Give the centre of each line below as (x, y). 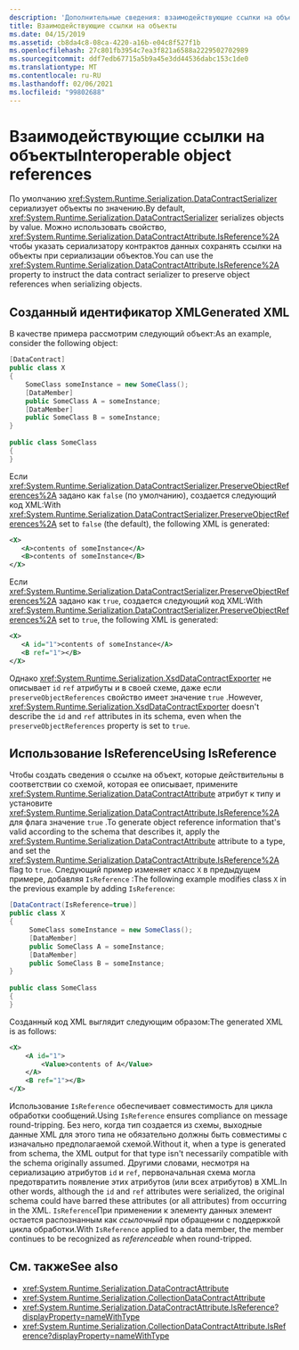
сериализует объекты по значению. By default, (97, 208)
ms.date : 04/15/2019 (48, 34)
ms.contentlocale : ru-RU (55, 76)
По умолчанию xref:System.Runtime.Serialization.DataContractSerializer (143, 199)
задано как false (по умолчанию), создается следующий (168, 495)
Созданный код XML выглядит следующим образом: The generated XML (146, 1022)
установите (31, 803)
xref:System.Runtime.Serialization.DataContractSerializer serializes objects (147, 218)
